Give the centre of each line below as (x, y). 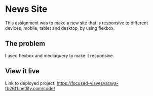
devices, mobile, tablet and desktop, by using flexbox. (60, 28)
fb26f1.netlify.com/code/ (30, 88)
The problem (25, 44)
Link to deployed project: (30, 83)
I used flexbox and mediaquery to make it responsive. (60, 55)
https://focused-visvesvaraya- (88, 83)
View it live (22, 71)
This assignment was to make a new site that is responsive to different (76, 23)
